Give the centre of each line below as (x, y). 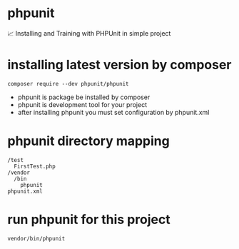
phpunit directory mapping (88, 141)
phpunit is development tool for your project (82, 104)
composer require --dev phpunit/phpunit (68, 83)
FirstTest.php (35, 166)
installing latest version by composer (119, 65)
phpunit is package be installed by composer (84, 97)
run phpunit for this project (89, 220)
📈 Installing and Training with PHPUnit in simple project (89, 33)
